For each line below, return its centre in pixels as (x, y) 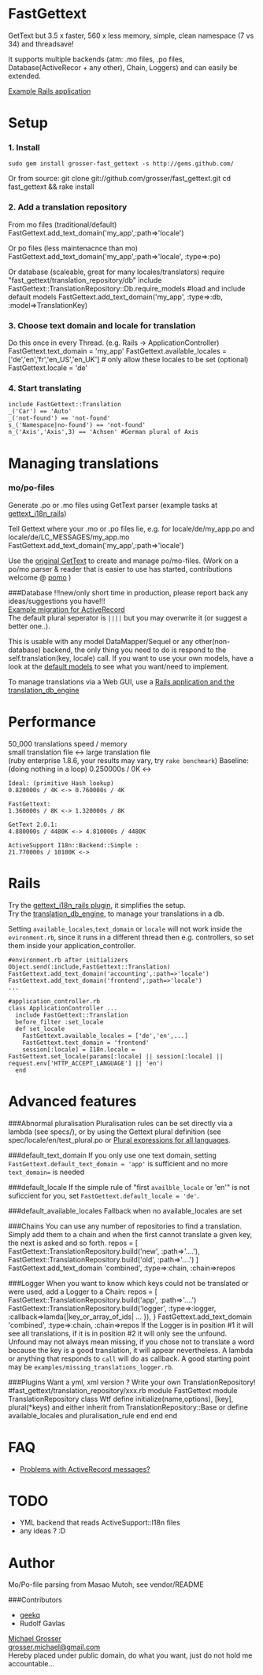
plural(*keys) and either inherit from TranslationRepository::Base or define (128, 1407)
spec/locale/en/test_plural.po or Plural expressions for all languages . (119, 1140)
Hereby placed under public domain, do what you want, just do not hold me (130, 1655)
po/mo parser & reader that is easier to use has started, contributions (120, 569)
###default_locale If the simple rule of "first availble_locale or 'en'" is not (129, 1187)
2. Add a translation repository (68, 207)
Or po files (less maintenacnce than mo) (73, 248)
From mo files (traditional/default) (63, 224)
